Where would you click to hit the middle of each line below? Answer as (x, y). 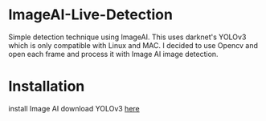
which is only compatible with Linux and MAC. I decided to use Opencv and (133, 45)
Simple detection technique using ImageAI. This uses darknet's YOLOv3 (127, 37)
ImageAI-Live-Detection (90, 15)
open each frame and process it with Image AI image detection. (113, 54)
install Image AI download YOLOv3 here (74, 108)
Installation (47, 87)
